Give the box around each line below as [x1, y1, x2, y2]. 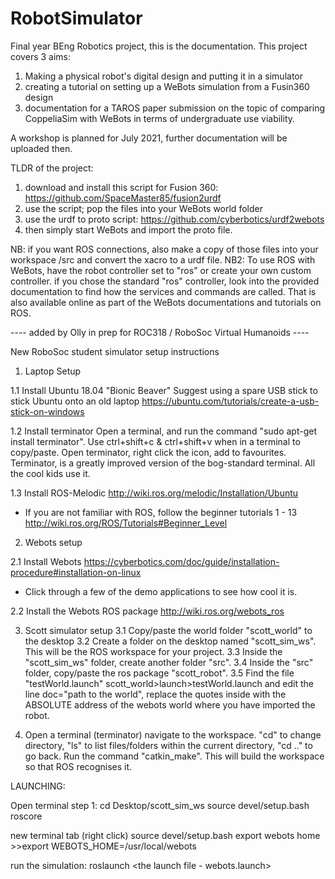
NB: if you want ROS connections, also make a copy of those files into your [10, 243, 319, 255]
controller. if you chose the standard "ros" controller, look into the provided [10, 275, 320, 287]
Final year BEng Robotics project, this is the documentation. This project [10, 40, 308, 52]
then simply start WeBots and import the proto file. [24, 223, 233, 236]
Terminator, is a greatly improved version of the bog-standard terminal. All [10, 457, 316, 469]
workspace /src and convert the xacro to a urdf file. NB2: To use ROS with [10, 253, 316, 266]
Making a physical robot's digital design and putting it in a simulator [24, 70, 304, 82]
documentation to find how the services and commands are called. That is [10, 285, 317, 297]
